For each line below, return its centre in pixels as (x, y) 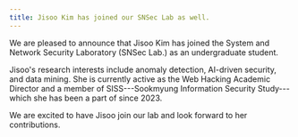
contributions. (35, 125)
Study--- (274, 88)
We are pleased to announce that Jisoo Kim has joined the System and (140, 43)
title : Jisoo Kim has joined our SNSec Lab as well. (110, 17)
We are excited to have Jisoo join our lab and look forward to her (128, 115)
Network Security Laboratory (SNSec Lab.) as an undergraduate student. (144, 52)
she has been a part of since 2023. (98, 98)
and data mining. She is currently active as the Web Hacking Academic (140, 79)
